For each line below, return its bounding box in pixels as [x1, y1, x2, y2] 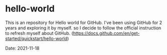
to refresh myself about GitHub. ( [5, 30, 74, 36]
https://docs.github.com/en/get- [73, 30, 140, 36]
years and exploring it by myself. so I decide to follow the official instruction [5, 24, 161, 30]
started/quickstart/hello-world [5, 35, 68, 41]
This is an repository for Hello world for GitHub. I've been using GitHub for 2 [5, 19, 162, 25]
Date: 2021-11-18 [5, 45, 40, 51]
